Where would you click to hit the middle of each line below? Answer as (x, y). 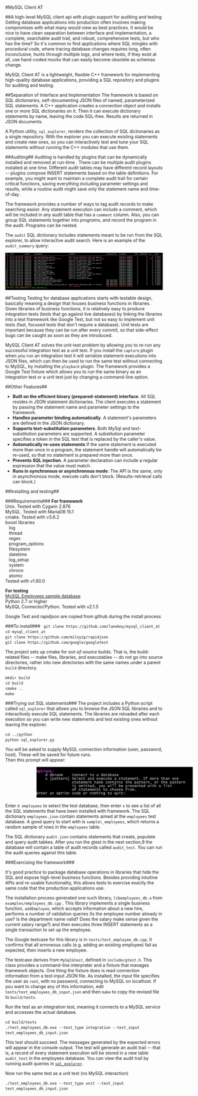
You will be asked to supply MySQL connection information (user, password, (84, 750)
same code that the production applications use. (55, 888)
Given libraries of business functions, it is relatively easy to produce (75, 309)
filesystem (19, 549)
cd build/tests (21, 1022)
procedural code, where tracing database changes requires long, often (78, 49)
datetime (18, 555)
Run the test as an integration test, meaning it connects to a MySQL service (83, 1007)
